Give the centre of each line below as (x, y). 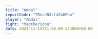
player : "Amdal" (23, 19)
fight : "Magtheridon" (28, 24)
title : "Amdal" (22, 10)
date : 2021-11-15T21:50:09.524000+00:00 (49, 29)
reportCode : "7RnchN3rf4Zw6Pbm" (40, 15)
